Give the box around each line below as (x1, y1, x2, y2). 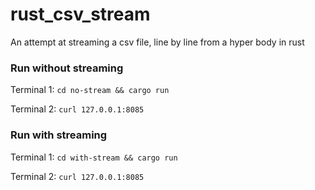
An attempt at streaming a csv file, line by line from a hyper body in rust (10, 36, 305, 48)
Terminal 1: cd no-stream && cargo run (10, 84, 170, 96)
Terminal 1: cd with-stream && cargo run (10, 151, 178, 163)
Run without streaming (10, 61, 124, 75)
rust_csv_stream (10, 3, 151, 26)
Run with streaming (10, 128, 108, 142)
